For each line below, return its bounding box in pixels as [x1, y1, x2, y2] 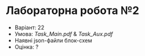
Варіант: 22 [14, 24, 45, 31]
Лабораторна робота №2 [6, 4, 139, 18]
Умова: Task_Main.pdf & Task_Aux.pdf [14, 30, 113, 37]
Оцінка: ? [14, 43, 39, 51]
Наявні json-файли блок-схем [14, 37, 92, 44]
